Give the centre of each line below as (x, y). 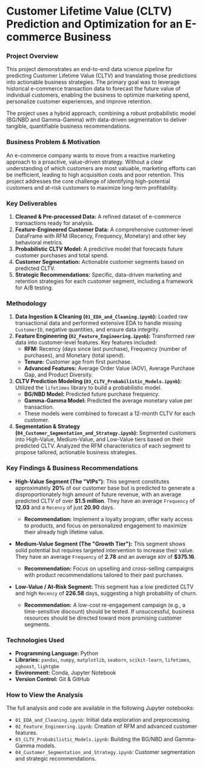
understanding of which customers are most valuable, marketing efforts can (101, 168)
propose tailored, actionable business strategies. (76, 452)
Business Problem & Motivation (53, 142)
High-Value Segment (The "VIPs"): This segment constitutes (92, 481)
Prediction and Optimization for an (95, 24)
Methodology (27, 303)
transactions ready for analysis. (54, 223)
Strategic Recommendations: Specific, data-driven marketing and (98, 275)
